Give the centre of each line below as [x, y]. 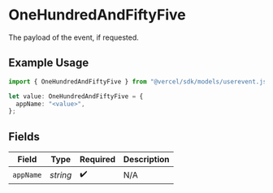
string [61, 174]
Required [98, 160]
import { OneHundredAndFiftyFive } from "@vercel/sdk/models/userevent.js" [139, 81]
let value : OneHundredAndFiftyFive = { [76, 96]
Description [146, 160]
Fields [24, 137]
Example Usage [49, 63]
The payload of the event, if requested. [74, 37]
